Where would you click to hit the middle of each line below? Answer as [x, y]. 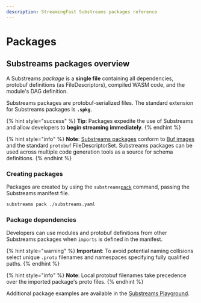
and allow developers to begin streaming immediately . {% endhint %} [94, 127]
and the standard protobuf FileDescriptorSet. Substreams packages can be [99, 145]
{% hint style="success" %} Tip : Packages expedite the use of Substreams [100, 120]
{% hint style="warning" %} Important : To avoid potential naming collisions [100, 251]
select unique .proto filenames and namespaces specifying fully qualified [98, 257]
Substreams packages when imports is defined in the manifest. [85, 239]
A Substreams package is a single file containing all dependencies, [90, 78]
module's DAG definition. [37, 91]
